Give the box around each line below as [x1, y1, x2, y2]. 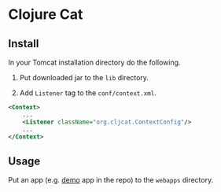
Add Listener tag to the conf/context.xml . [19, 88, 157, 98]
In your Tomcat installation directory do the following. [8, 57, 181, 67]
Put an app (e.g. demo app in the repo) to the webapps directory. [8, 175, 214, 185]
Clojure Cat [8, 6, 83, 24]
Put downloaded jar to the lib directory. [19, 73, 149, 82]
